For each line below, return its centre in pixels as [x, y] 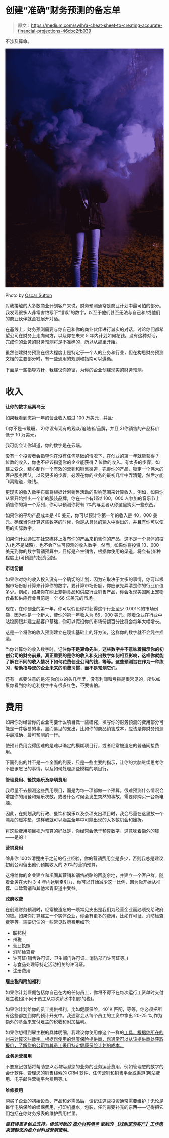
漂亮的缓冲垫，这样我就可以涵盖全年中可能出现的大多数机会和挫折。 [76, 820]
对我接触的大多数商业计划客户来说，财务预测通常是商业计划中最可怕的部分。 [84, 305]
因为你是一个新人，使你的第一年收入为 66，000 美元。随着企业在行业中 [88, 615]
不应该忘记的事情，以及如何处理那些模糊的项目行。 [58, 769]
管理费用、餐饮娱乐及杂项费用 [36, 780]
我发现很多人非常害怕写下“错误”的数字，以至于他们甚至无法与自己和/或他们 [83, 312]
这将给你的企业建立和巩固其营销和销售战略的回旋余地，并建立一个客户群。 [82, 875]
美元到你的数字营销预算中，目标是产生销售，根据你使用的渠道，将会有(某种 [83, 551]
